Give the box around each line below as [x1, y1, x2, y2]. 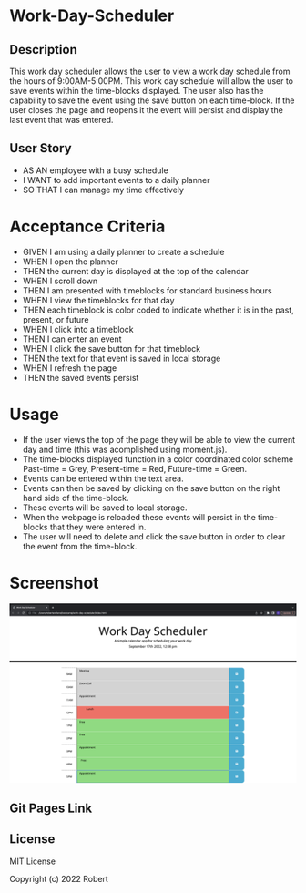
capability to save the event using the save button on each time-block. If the [9, 95, 295, 106]
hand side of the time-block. [22, 492, 129, 503]
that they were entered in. [49, 521, 147, 532]
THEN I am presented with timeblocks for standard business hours [22, 284, 272, 296]
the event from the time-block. [22, 540, 138, 551]
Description [9, 42, 77, 57]
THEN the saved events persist [22, 372, 139, 383]
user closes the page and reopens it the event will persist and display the [9, 105, 284, 115]
